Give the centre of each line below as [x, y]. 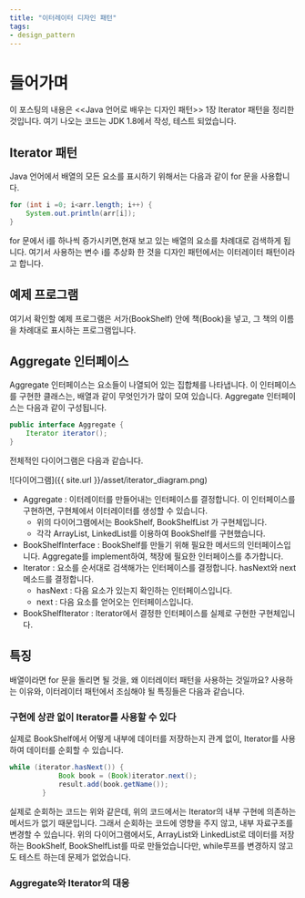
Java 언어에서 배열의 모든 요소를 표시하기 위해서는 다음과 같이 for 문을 [134, 176]
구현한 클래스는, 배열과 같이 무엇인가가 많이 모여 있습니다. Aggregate [142, 397]
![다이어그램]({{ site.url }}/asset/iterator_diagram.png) [108, 480]
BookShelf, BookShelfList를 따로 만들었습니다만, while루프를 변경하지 [151, 845]
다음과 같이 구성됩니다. [66, 408]
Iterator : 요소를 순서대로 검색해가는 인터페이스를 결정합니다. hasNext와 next [159, 568]
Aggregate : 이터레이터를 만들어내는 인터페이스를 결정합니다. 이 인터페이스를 [159, 499]
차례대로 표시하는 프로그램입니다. [77, 330]
